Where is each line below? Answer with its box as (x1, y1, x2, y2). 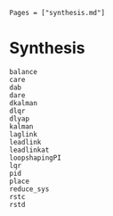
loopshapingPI (9, 153, 62, 162)
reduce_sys (9, 184, 50, 194)
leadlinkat (9, 145, 50, 154)
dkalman (9, 98, 38, 107)
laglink (9, 129, 38, 138)
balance (9, 67, 38, 76)
